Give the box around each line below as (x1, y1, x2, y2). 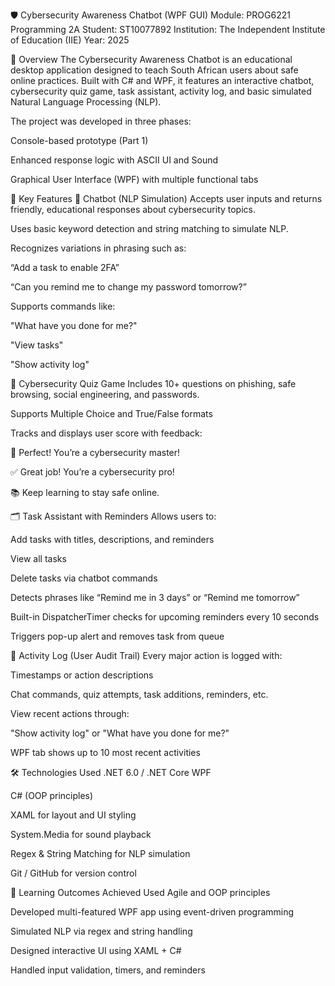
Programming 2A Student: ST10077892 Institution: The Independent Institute (10, 24, 326, 35)
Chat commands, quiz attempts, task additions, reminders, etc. (10, 689, 269, 700)
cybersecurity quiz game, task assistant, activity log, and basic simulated (10, 85, 312, 97)
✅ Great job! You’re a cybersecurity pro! (10, 466, 175, 478)
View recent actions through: (10, 708, 130, 719)
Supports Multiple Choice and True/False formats (10, 408, 213, 419)
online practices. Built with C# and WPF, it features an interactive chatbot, (10, 75, 315, 86)
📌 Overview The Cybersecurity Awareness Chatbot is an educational (10, 54, 293, 65)
